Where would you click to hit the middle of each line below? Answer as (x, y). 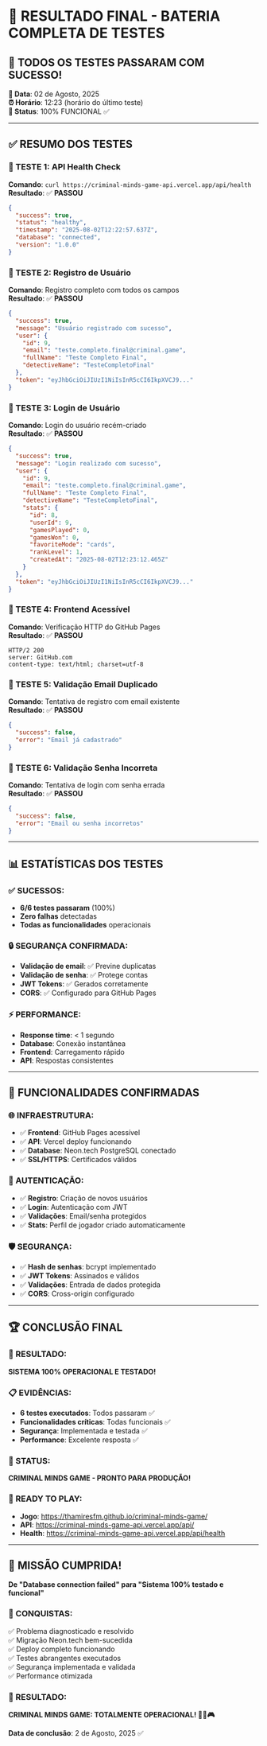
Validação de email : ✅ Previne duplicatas (88, 966)
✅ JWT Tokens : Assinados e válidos (79, 1275)
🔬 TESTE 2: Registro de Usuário (70, 272)
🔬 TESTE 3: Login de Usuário (64, 407)
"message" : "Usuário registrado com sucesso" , (94, 328)
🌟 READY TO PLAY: (45, 1499)
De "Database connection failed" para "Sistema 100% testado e (116, 1585)
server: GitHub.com (41, 657)
